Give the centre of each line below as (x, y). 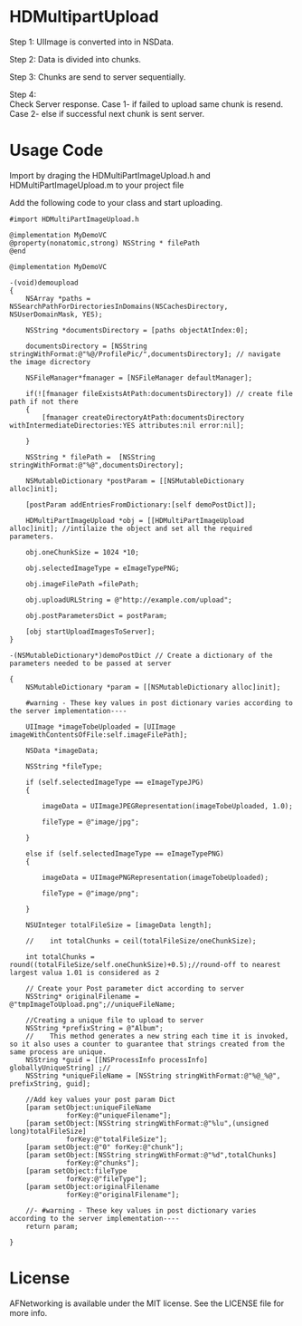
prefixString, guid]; (50, 1084)
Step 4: (23, 94)
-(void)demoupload (44, 283)
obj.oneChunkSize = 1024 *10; (83, 552)
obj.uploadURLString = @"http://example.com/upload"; (129, 600)
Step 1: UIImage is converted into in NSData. (92, 42)
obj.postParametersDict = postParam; (97, 615)
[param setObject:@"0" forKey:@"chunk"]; (104, 1147)
